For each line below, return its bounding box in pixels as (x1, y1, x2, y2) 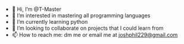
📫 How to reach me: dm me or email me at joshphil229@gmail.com (11, 32, 178, 38)
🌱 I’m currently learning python (11, 18, 88, 25)
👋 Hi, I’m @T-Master (11, 6, 61, 12)
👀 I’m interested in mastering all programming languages (11, 12, 151, 19)
